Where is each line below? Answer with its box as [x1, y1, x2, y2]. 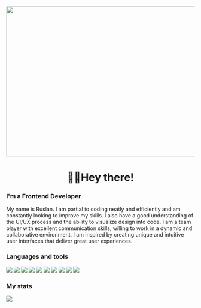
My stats [6, 282, 32, 290]
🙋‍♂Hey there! [66, 171, 135, 184]
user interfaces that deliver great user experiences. [6, 237, 133, 245]
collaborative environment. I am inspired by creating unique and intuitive [6, 231, 184, 238]
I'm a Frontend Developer [6, 192, 81, 201]
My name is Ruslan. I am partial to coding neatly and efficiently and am [6, 205, 181, 213]
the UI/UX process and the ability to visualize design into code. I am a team [6, 219, 191, 226]
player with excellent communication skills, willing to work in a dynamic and [6, 225, 193, 232]
